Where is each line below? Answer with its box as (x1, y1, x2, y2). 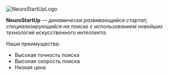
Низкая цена (14, 64, 46, 71)
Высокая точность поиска (14, 52, 80, 58)
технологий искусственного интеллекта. (6, 29, 107, 36)
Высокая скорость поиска (14, 58, 80, 64)
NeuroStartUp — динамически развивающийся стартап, (6, 17, 148, 23)
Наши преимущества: (6, 41, 60, 47)
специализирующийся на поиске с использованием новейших (6, 23, 163, 30)
